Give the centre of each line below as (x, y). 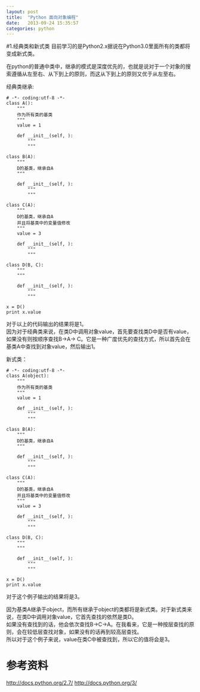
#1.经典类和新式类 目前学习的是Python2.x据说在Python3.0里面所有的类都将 (98, 46)
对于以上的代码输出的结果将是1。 (47, 324)
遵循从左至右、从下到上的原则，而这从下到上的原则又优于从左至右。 (95, 74)
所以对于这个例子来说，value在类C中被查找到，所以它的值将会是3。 (90, 639)
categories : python (30, 28)
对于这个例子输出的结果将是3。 (44, 597)
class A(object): (28, 376)
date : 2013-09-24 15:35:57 (42, 23)
